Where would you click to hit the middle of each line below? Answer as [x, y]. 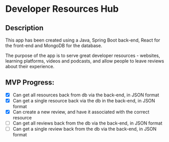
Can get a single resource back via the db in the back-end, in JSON [84, 100]
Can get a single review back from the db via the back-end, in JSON [84, 129]
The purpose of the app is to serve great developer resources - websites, [83, 55]
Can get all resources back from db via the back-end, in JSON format [86, 95]
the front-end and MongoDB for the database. [54, 46]
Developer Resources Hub [62, 9]
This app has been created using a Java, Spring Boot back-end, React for [83, 40]
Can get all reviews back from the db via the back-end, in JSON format [88, 123]
